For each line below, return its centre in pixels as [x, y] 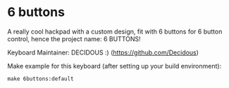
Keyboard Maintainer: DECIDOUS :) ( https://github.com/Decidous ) [103, 52]
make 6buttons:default [41, 79]
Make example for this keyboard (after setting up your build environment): [114, 66]
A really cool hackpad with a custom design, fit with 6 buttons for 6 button [115, 31]
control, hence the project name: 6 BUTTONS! [74, 38]
